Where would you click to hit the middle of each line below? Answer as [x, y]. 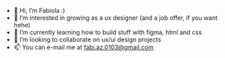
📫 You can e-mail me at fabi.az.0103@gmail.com [84, 47]
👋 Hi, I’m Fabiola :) [39, 11]
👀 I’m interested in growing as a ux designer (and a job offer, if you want [116, 18]
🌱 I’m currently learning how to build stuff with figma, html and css [108, 32]
